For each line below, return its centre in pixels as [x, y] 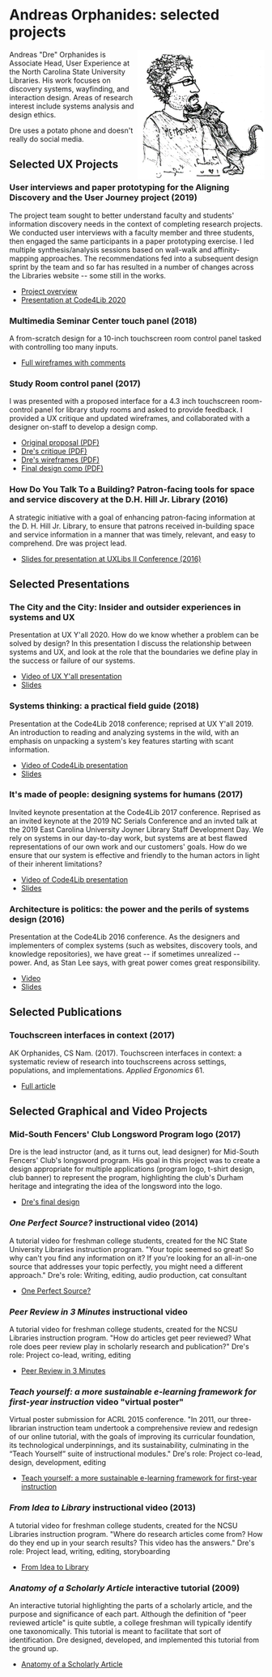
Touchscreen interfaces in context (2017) [92, 1035]
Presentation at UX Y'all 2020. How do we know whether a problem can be [134, 635]
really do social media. [47, 138]
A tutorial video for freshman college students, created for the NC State [128, 1241]
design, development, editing [58, 1463]
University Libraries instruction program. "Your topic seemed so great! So [132, 1249]
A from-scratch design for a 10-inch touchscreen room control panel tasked [136, 338]
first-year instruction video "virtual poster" [97, 1402]
